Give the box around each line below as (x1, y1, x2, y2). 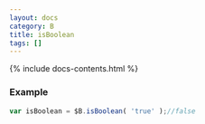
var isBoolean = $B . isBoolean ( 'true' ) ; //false (9, 106, 196, 116)
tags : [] (9, 38, 42, 48)
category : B (9, 22, 54, 31)
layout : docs (9, 13, 59, 23)
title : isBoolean (9, 30, 75, 39)
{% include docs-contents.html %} (9, 63, 139, 74)
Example (9, 86, 49, 99)
